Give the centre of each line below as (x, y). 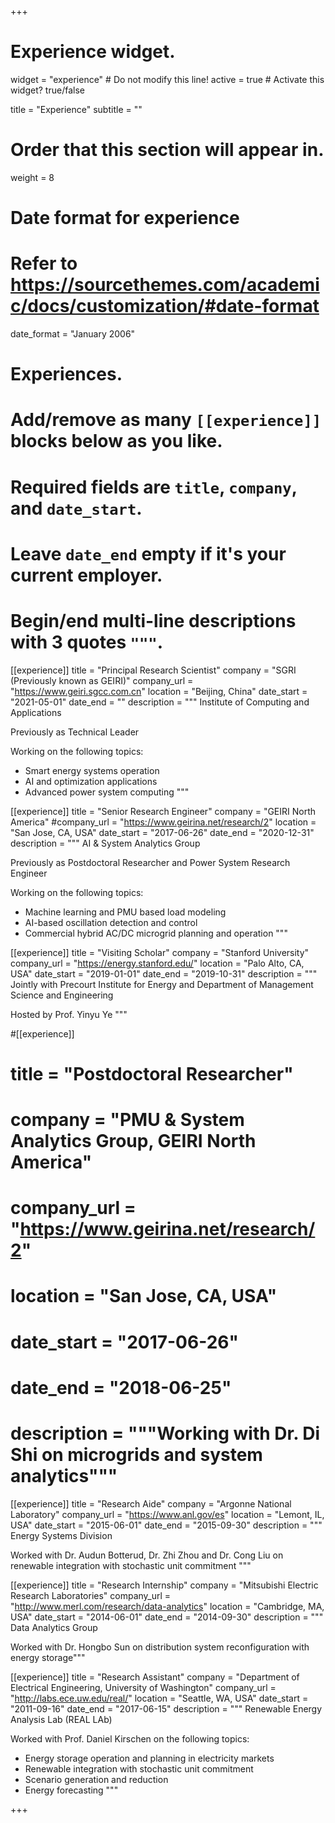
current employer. (86, 575)
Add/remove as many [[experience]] (166, 420)
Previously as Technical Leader (75, 732)
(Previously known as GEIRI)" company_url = (102, 680)
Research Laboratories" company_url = (91, 1595)
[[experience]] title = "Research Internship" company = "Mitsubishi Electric (164, 1585)
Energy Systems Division (61, 1535)
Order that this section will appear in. (167, 150)
